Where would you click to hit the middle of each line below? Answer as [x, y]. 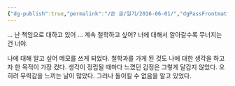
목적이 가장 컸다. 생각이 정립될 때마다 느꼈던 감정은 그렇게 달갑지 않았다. [120, 66]
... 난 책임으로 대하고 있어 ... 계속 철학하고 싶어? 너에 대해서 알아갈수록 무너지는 [115, 34]
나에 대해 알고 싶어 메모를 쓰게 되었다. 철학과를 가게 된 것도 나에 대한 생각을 [109, 58]
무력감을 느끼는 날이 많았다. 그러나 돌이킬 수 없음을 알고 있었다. [106, 76]
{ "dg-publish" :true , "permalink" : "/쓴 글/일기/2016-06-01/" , [94, 14]
